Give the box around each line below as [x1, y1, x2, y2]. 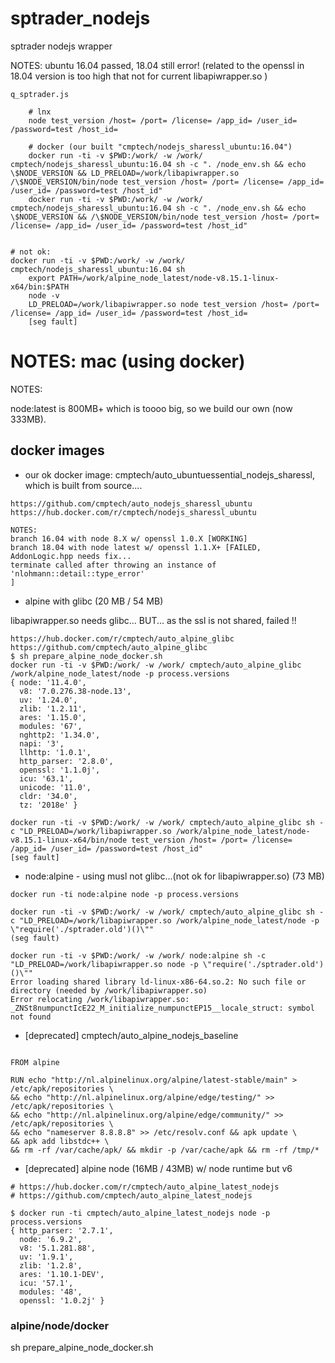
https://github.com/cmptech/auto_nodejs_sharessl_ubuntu [10, 498, 253, 509]
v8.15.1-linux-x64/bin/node [10, 835, 128, 845]
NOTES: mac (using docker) [10, 350, 246, 373]
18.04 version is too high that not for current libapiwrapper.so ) [10, 70, 268, 82]
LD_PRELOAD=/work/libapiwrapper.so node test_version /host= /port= [28, 299, 320, 309]
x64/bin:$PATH [10, 282, 70, 292]
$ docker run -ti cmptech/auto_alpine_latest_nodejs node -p [10, 1208, 271, 1218]
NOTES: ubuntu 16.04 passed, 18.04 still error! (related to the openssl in [10, 59, 305, 71]
